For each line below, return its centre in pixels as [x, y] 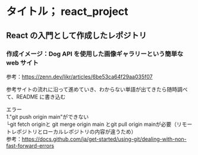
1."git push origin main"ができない [48, 116]
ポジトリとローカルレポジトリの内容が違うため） [76, 131]
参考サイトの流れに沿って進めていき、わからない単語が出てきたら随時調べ [97, 89]
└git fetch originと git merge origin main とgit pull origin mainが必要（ [92, 124]
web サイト [22, 62]
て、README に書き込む [36, 97]
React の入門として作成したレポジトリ [76, 35]
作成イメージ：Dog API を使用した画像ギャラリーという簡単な [95, 53]
